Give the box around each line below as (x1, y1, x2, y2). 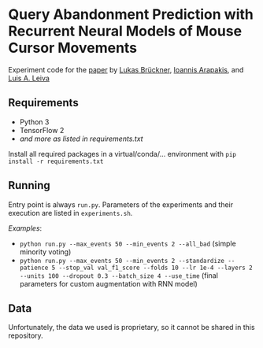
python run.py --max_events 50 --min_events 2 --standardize (19, 257, 225, 265)
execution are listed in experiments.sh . (8, 208, 133, 217)
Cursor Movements (8, 39, 138, 57)
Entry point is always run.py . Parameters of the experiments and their (8, 199, 234, 209)
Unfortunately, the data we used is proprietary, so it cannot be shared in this (8, 323, 255, 332)
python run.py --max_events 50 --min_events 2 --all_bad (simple (19, 239, 236, 248)
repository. (8, 331, 43, 340)
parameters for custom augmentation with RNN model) (19, 279, 198, 288)
